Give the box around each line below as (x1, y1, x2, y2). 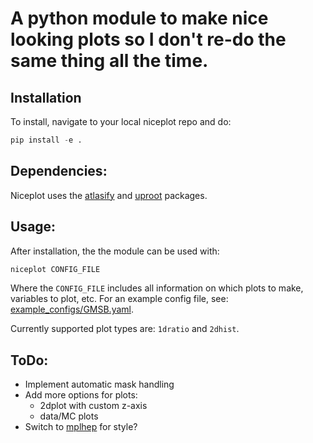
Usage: (10, 218, 57, 236)
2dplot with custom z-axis (39, 400, 148, 412)
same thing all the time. (10, 50, 209, 72)
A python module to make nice (10, 7, 269, 30)
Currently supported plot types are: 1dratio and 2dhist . (10, 323, 240, 335)
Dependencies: (10, 163, 108, 180)
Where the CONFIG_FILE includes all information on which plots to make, (10, 282, 304, 294)
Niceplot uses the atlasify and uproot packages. (10, 189, 208, 201)
